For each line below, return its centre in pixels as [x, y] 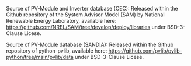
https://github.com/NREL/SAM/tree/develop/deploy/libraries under [86, 27]
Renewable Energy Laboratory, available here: [61, 21]
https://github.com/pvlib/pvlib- [145, 51]
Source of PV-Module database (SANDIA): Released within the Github [90, 44]
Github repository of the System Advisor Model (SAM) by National [85, 15]
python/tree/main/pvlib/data [40, 57]
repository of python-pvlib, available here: [57, 51]
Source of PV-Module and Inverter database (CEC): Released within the [92, 8]
